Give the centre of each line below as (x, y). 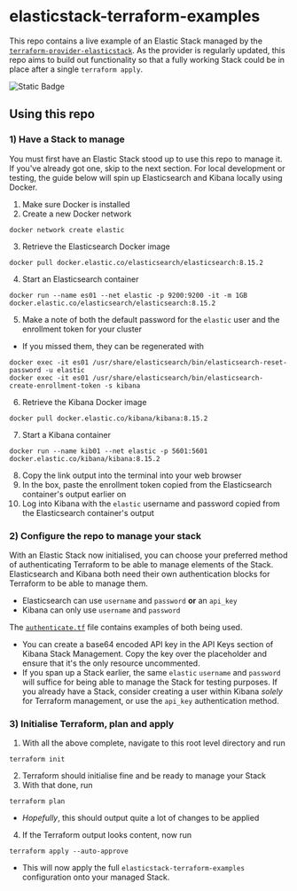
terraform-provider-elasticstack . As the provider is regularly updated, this (147, 50)
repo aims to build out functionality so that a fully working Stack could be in (147, 59)
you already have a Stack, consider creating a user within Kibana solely (152, 691)
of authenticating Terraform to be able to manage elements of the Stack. (141, 564)
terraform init (37, 760)
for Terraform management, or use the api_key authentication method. (150, 700)
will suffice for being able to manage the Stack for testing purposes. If (149, 682)
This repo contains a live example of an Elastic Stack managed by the (136, 41)
